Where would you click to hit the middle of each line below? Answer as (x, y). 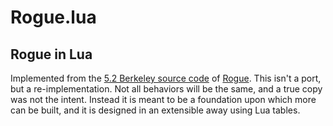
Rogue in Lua (51, 54)
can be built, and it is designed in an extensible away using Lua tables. (155, 110)
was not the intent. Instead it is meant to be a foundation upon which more (163, 99)
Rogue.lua (53, 17)
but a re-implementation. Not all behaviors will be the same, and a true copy (166, 89)
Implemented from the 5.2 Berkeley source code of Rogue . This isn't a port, (166, 78)
